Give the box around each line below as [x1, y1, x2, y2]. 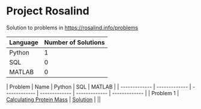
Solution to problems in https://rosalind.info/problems [6, 24, 139, 31]
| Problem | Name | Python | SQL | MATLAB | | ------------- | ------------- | [6, 83, 192, 90]
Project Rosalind [6, 4, 90, 18]
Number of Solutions [44, 38, 105, 46]
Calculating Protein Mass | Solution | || [6, 96, 101, 103]
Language [9, 38, 39, 46]
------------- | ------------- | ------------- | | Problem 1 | [40, 89, 179, 96]
